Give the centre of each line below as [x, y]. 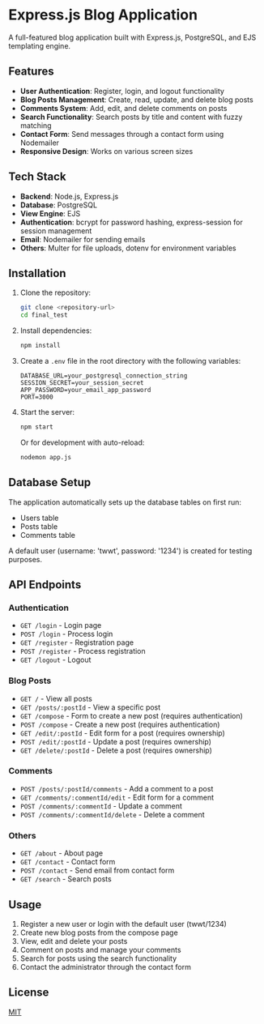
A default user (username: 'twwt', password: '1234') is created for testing [130, 550]
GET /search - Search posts [66, 879]
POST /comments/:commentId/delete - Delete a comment [112, 814]
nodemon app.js [46, 457]
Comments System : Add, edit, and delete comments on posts [123, 108]
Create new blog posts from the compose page [99, 932]
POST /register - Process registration [83, 651]
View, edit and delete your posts [74, 941]
